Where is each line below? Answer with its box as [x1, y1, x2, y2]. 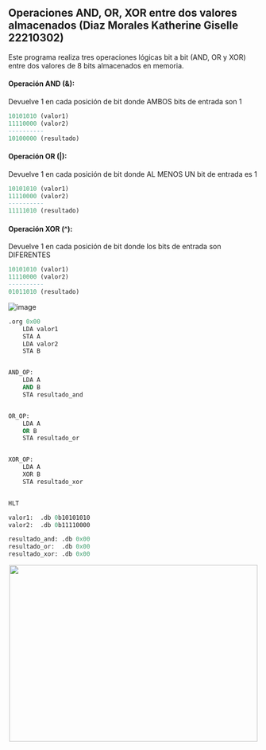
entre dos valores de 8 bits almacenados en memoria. [8, 61, 184, 70]
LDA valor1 [22, 325, 59, 333]
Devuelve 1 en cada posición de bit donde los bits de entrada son [8, 242, 222, 252]
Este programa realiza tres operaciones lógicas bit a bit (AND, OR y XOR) [8, 52, 246, 62]
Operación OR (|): [8, 151, 67, 162]
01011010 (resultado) [8, 288, 80, 296]
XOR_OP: [8, 455, 34, 464]
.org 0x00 [8, 318, 41, 326]
